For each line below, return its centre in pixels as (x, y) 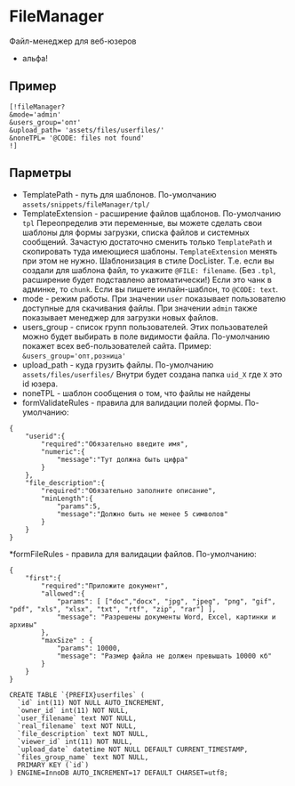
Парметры (40, 173)
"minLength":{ (67, 498)
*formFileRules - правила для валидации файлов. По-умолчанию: (133, 554)
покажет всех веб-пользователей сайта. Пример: (116, 345)
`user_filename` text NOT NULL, (77, 718)
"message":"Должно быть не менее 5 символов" (142, 514)
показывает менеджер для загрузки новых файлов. (120, 317)
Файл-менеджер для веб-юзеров (73, 41)
